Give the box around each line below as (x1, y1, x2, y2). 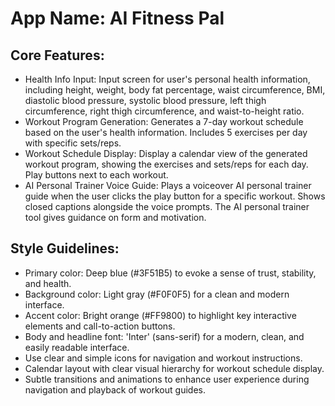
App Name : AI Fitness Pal (10, 7, 225, 30)
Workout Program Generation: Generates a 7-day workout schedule (24, 116, 304, 127)
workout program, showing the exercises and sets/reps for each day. (24, 158, 309, 170)
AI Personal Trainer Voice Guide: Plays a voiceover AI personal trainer (24, 180, 312, 191)
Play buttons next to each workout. (24, 169, 169, 181)
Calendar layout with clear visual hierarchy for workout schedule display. (24, 362, 325, 374)
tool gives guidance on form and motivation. (24, 212, 207, 223)
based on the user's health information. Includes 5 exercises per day (24, 127, 308, 138)
